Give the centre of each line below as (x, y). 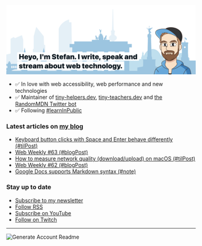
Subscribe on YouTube (43, 213)
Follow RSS (29, 207)
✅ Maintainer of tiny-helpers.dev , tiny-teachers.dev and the (89, 97)
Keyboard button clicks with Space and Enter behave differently (94, 139)
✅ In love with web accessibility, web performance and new (89, 84)
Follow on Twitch (36, 219)
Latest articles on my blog (45, 126)
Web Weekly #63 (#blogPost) (51, 153)
